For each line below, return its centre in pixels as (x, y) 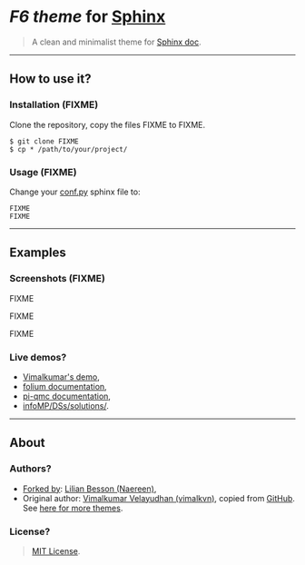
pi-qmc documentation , (67, 396)
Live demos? (38, 357)
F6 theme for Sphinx (88, 17)
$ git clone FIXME (44, 141)
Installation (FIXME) (54, 104)
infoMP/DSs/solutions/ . (65, 405)
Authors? (30, 469)
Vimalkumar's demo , (61, 377)
